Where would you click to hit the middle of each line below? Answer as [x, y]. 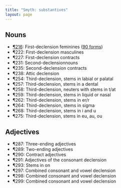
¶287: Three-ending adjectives [44, 144]
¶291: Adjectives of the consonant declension [59, 160]
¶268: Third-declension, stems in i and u [54, 111]
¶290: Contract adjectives [39, 155]
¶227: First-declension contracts [46, 58]
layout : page [19, 15]
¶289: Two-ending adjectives [43, 149]
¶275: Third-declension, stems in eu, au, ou [57, 116]
